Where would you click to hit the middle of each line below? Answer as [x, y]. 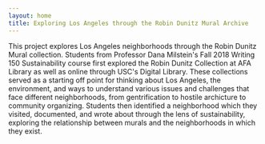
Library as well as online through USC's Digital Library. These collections [128, 71]
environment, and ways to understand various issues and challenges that [129, 88]
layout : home [30, 16]
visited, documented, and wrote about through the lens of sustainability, [127, 114]
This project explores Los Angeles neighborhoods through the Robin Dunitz [132, 46]
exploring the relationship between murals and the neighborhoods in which [132, 122]
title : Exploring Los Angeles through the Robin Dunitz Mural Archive [128, 23]
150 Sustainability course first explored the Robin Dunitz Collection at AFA [130, 63]
